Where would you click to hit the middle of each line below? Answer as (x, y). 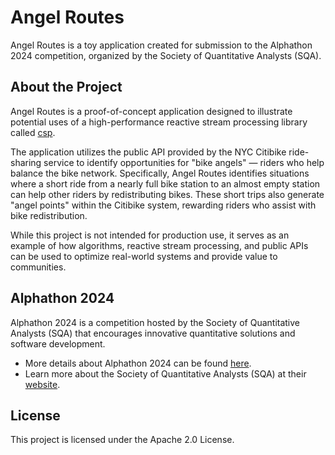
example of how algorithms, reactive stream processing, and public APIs (159, 245)
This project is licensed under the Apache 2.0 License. (122, 440)
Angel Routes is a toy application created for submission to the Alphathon (161, 45)
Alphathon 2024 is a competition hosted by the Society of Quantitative (155, 322)
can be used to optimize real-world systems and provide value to (144, 256)
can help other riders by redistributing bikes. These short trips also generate (167, 194)
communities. (38, 267)
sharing (26, 162)
